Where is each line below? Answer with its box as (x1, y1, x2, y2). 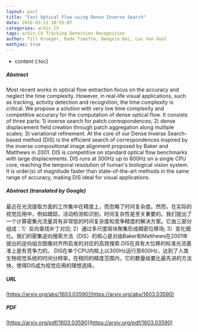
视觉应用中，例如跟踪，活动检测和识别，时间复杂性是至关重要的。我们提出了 (6, 210, 192, 217)
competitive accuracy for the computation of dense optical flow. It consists (6, 111, 188, 118)
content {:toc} (14, 57, 49, 65)
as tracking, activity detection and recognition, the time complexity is (6, 98, 174, 106)
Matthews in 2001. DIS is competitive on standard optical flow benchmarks (6, 149, 187, 156)
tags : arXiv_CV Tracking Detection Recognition (6, 31, 126, 37)
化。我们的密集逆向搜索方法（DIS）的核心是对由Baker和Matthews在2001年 (6, 232, 189, 239)
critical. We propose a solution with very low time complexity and (6, 104, 164, 112)
